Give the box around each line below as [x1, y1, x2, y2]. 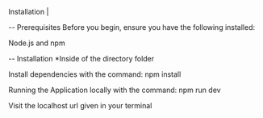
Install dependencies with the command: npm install [8, 70, 182, 79]
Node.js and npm [8, 38, 66, 48]
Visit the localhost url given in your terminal [8, 101, 152, 110]
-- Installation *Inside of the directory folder [8, 54, 155, 63]
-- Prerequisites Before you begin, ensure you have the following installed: [8, 23, 256, 32]
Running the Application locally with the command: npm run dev [8, 85, 221, 95]
